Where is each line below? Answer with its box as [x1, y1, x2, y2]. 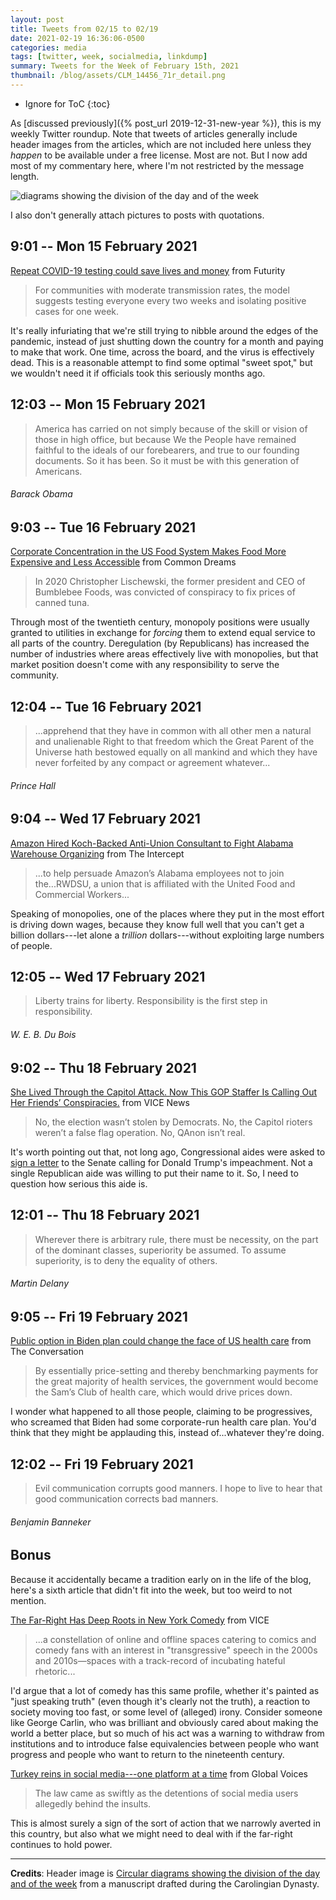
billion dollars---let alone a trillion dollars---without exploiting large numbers [10, 929, 325, 941]
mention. [10, 1594, 47, 1606]
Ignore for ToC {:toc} [24, 97, 111, 110]
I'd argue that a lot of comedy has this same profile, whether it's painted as [10, 1684, 320, 1696]
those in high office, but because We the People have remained [34, 433, 297, 445]
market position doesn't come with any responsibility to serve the [10, 659, 280, 671]
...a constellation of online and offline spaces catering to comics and [34, 1633, 317, 1645]
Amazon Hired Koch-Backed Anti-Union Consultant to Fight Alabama [10, 837, 294, 849]
